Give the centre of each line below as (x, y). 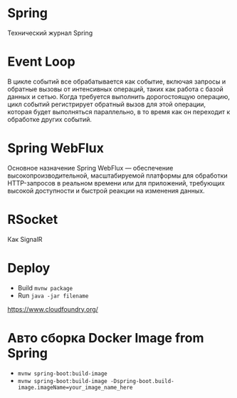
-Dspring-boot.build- (142, 381)
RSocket (33, 220)
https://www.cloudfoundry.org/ (53, 309)
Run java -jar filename (53, 295)
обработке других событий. (50, 119)
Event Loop (42, 62)
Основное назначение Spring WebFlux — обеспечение (90, 168)
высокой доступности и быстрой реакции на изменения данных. (106, 190)
